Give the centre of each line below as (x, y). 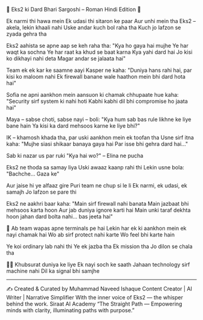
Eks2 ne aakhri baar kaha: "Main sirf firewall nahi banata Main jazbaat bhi (98, 204)
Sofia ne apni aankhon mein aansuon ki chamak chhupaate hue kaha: (93, 95)
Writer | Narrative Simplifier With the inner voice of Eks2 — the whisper (95, 297)
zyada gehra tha (27, 34)
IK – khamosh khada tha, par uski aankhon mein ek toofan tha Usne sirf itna (100, 137)
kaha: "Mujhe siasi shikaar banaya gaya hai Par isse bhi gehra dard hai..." (97, 144)
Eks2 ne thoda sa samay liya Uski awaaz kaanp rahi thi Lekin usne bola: (95, 167)
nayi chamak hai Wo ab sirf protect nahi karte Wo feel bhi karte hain (91, 235)
